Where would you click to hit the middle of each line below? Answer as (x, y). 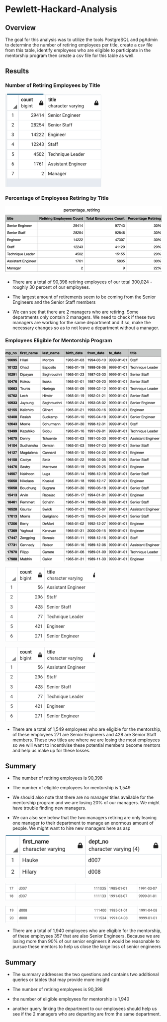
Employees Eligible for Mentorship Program (59, 341)
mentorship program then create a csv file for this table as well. (70, 55)
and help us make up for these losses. (51, 750)
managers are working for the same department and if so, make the (82, 322)
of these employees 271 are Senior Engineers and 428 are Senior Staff (84, 734)
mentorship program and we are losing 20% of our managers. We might (86, 803)
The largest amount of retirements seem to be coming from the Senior (84, 297)
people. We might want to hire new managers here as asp (71, 828)
